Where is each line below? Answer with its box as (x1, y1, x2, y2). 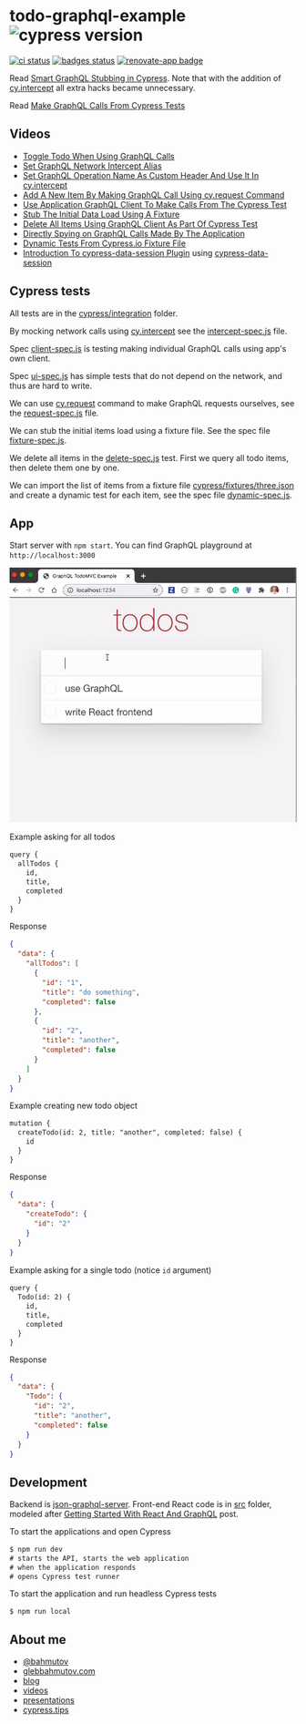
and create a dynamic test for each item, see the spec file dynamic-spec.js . (9, 489, 293, 500)
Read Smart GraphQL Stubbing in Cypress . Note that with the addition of (9, 72, 281, 83)
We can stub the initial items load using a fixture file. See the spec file (9, 425, 270, 436)
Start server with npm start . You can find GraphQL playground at (9, 539, 252, 551)
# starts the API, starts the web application (9, 1555, 189, 1564)
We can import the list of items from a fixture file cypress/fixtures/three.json (9, 479, 294, 490)
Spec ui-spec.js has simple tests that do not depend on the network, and (9, 370, 282, 381)
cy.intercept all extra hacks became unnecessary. (9, 82, 196, 93)
